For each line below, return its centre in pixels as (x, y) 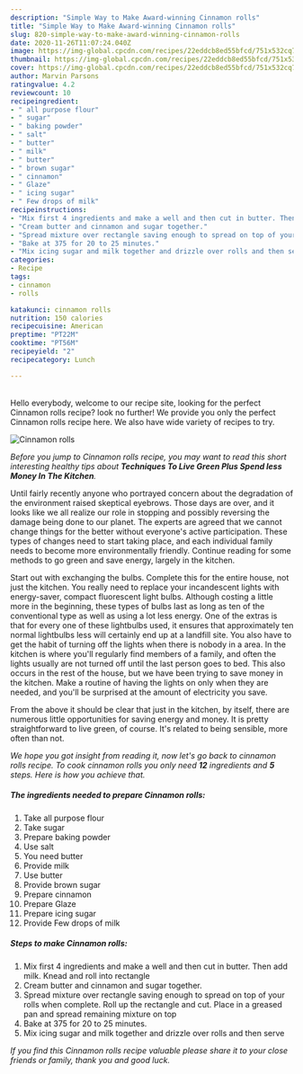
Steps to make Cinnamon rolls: (69, 944)
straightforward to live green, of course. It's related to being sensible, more (149, 728)
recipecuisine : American (57, 326)
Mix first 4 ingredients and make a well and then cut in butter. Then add (156, 966)
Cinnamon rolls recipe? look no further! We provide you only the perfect (143, 412)
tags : (20, 277)
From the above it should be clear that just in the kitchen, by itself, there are (150, 709)
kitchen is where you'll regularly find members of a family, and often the (143, 653)
